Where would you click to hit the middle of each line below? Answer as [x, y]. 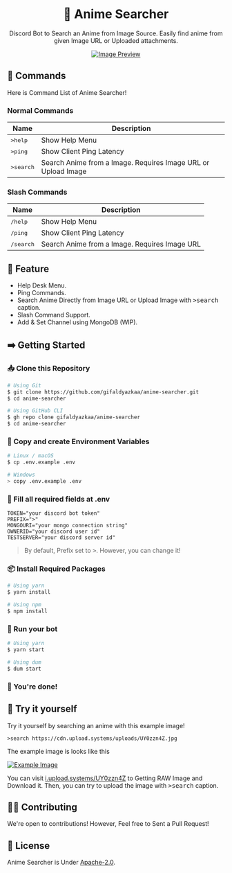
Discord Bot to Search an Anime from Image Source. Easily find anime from [116, 33]
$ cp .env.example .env [41, 462]
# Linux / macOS [30, 456]
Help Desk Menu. [42, 285]
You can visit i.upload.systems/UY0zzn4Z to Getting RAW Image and [105, 778]
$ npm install [28, 611]
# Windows [21, 475]
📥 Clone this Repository [49, 369]
